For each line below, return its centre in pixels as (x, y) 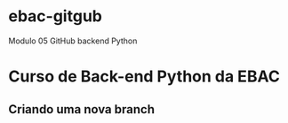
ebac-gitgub (56, 16)
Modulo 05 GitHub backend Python (73, 41)
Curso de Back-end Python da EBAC (144, 77)
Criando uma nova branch (81, 109)
